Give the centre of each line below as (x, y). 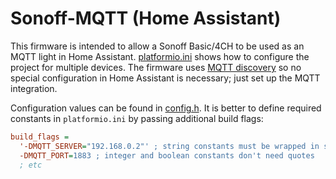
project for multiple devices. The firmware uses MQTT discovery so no (156, 67)
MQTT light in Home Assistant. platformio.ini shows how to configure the (160, 56)
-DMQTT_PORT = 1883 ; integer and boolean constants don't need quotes (167, 155)
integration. (34, 88)
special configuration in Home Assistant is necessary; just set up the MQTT (165, 78)
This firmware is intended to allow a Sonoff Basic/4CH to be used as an (157, 46)
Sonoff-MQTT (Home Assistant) (146, 18)
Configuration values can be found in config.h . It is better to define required (166, 108)
